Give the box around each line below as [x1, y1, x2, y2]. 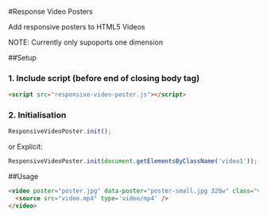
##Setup [8, 53, 37, 62]
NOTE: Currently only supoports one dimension [8, 37, 164, 47]
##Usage [8, 172, 39, 181]
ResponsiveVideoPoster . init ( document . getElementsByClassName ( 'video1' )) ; [8, 157, 258, 165]
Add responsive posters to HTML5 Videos [8, 22, 145, 31]
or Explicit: [8, 142, 44, 152]
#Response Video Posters [8, 7, 93, 16]
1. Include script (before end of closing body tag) [8, 72, 200, 83]
